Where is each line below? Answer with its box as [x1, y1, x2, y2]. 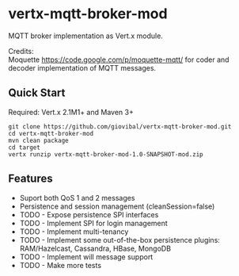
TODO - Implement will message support [19, 251, 154, 262]
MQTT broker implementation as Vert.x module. [8, 31, 164, 40]
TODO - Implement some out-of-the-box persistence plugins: [19, 235, 220, 244]
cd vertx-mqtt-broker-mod [8, 129, 93, 137]
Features [8, 172, 53, 186]
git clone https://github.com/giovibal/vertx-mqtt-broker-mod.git [8, 122, 232, 131]
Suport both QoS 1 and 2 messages [19, 193, 135, 202]
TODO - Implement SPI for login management [19, 218, 168, 228]
